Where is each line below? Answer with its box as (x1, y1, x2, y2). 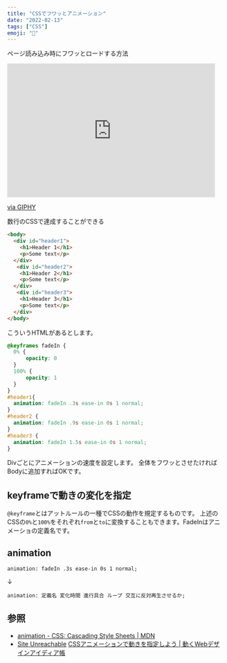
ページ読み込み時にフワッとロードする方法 (7, 49, 129, 58)
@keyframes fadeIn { (7, 342, 67, 349)
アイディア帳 (29, 648, 66, 657)
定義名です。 (37, 527, 74, 535)
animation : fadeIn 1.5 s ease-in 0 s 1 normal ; (13, 439, 147, 445)
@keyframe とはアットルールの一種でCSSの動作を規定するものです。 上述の (7, 509, 219, 518)
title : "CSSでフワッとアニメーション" (7, 10, 107, 17)
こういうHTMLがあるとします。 (7, 328, 97, 337)
